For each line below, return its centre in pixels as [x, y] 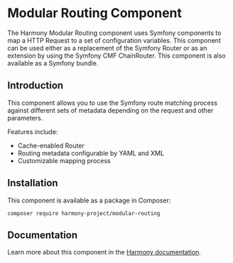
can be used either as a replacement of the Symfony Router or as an [107, 48]
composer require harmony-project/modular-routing [84, 213]
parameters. [25, 118]
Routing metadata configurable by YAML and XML [91, 153]
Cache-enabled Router [51, 145]
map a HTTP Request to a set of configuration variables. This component [114, 40]
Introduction [36, 86]
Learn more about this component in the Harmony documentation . [104, 252]
